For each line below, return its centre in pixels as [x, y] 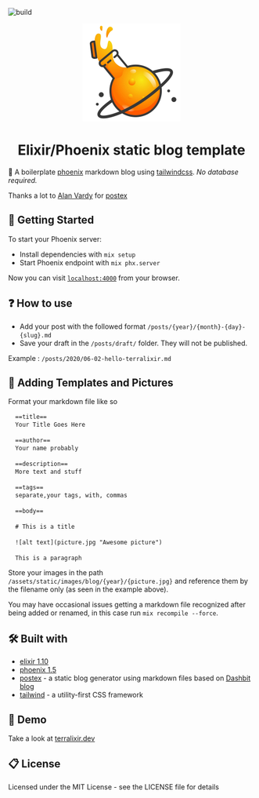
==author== [33, 441]
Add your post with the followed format [83, 326]
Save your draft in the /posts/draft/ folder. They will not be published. [133, 343]
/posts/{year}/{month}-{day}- [197, 327]
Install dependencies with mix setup [77, 254]
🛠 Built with [38, 638]
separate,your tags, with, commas [71, 496]
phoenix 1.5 [38, 670]
